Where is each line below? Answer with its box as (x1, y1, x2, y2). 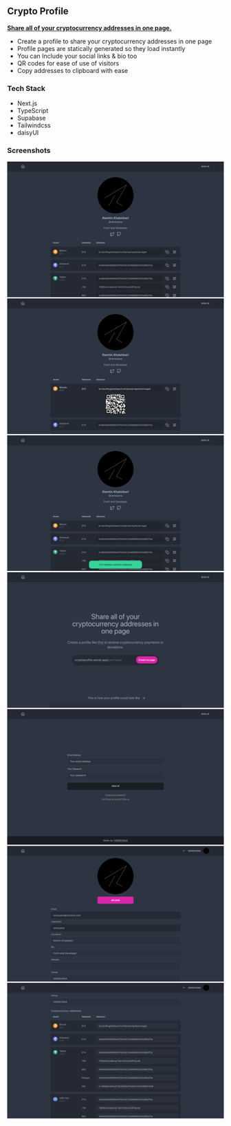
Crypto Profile (7, 6, 69, 17)
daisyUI (16, 129, 39, 137)
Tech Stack (7, 83, 46, 93)
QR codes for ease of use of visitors (16, 59, 120, 67)
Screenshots (7, 146, 51, 156)
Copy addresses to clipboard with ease (16, 66, 129, 74)
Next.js (16, 99, 38, 107)
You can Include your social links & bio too (16, 52, 137, 60)
